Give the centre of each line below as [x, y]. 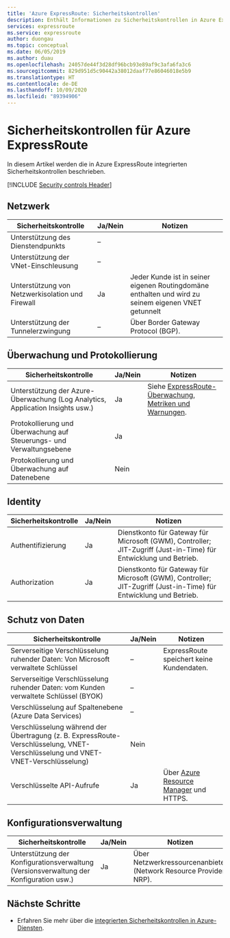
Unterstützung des [40, 237]
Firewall [23, 302]
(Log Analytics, [82, 399]
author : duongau [30, 39]
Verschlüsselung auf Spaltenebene [67, 707]
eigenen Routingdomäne [169, 285]
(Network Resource [165, 871]
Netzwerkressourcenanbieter [180, 862]
